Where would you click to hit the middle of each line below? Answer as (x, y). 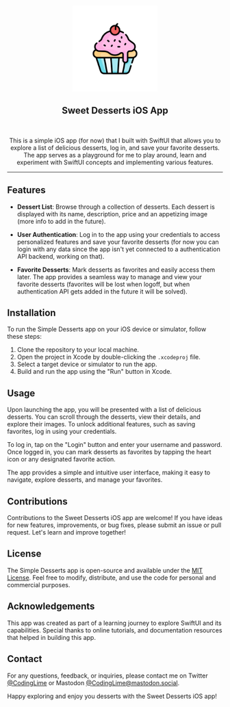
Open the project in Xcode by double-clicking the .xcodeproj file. (108, 357)
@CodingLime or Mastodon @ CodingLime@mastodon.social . (93, 682)
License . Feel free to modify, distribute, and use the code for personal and (112, 578)
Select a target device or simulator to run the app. (87, 364)
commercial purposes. (39, 584)
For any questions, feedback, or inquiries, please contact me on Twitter (107, 676)
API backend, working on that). (61, 256)
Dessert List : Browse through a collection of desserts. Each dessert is (116, 207)
